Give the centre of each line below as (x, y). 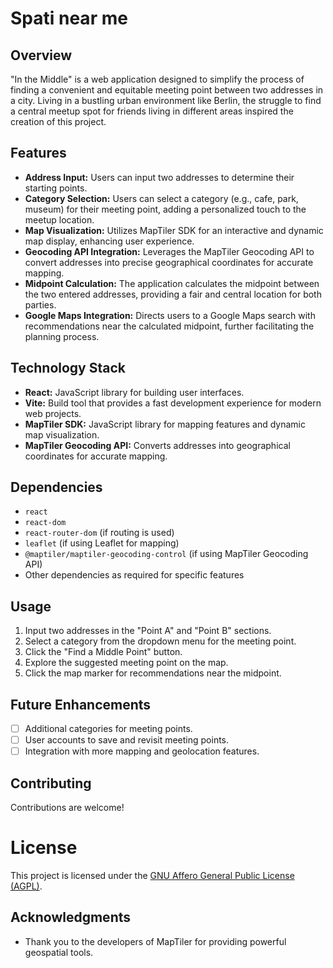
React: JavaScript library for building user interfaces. (134, 392)
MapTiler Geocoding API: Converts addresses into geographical (157, 445)
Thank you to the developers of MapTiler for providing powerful (155, 941)
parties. (40, 304)
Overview (41, 55)
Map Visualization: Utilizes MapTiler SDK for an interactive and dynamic (174, 230)
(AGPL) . (26, 886)
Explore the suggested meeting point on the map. (126, 663)
